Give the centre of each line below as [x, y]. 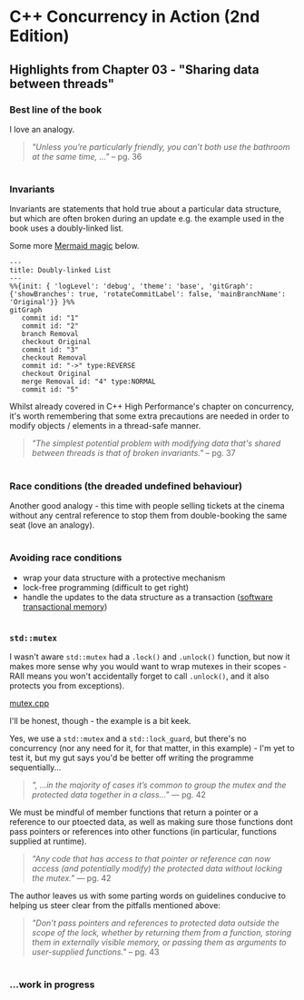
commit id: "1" [50, 318]
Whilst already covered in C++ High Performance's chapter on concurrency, [152, 407]
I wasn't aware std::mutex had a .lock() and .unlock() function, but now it [150, 657]
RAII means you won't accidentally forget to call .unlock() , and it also [139, 676]
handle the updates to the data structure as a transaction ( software [148, 597]
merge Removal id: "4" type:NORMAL [88, 382]
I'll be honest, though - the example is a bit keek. [101, 721]
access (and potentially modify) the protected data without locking [157, 868]
